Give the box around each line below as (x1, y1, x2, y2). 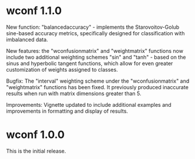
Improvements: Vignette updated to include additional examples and (6, 101, 172, 108)
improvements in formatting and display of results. (6, 107, 128, 114)
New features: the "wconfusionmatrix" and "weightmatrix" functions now (6, 47, 184, 54)
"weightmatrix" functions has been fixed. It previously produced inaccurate (6, 83, 189, 90)
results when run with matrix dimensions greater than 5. (6, 90, 141, 97)
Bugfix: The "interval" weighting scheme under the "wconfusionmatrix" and (6, 77, 190, 84)
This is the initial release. (6, 147, 67, 154)
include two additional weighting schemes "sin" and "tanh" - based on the (6, 53, 186, 60)
